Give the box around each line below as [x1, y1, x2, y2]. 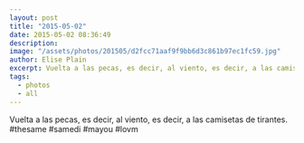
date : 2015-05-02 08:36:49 [9, 30, 111, 39]
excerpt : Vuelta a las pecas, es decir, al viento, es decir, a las [9, 64, 273, 73]
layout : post [9, 13, 59, 23]
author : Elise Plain [9, 55, 88, 64]
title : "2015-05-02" [9, 22, 88, 31]
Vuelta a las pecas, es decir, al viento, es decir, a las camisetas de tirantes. [9, 114, 288, 125]
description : [9, 38, 59, 48]
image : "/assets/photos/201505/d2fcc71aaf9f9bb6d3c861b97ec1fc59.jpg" [9, 47, 281, 56]
